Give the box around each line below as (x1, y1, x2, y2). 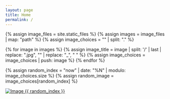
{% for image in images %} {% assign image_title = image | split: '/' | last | (5, 47, 162, 53)
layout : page (5, 7, 33, 13)
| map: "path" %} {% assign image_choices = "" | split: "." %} (5, 36, 135, 43)
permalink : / (5, 17, 33, 22)
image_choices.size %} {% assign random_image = (5, 73, 114, 79)
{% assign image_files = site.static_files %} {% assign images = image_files (5, 31, 165, 37)
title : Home (5, 12, 31, 17)
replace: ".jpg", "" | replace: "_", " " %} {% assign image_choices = (5, 52, 145, 58)
